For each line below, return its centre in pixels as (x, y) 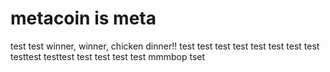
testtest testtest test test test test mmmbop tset (108, 56)
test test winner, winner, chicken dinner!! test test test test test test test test (165, 46)
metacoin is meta (83, 18)
